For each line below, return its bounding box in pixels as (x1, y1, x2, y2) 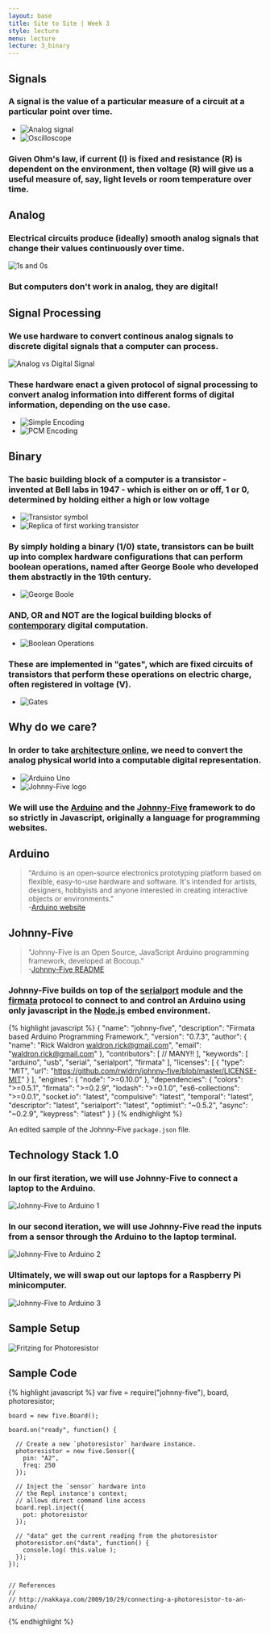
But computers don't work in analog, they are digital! (8, 281, 218, 292)
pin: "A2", (23, 1455, 60, 1463)
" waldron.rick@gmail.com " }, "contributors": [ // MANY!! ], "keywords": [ (8, 1049, 248, 1059)
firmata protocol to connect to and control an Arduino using (8, 995, 246, 1006)
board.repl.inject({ (15, 1504, 85, 1512)
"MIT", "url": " (8, 1066, 55, 1076)
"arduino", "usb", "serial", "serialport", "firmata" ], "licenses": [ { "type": (8, 1057, 245, 1067)
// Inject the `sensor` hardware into (15, 1483, 147, 1491)
